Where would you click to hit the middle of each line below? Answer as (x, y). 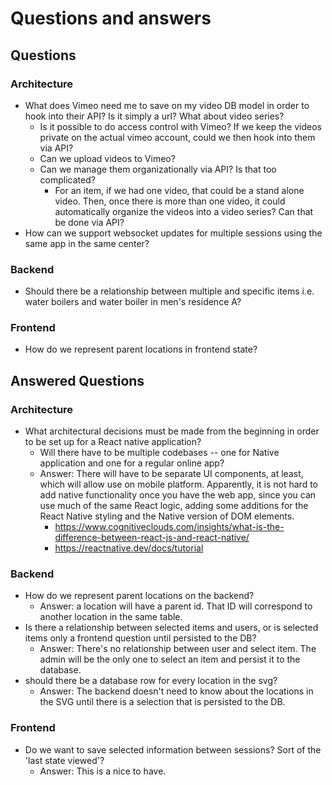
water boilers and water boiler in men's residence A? (133, 302)
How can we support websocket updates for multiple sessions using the (173, 233)
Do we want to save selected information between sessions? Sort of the (173, 749)
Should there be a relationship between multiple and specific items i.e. (169, 291)
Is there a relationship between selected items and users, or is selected (171, 628)
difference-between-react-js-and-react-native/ (152, 538)
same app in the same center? (87, 243)
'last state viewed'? (64, 760)
